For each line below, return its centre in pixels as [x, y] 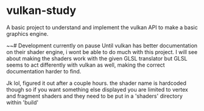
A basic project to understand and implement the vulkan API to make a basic [102, 27]
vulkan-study [41, 11]
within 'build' [22, 102]
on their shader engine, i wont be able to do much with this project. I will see [102, 52]
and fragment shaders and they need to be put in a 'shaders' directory [94, 96]
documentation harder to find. [44, 71]
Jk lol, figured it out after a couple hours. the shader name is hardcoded [97, 83]
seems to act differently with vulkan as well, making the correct [86, 65]
